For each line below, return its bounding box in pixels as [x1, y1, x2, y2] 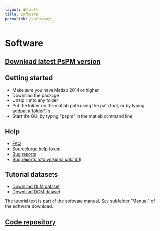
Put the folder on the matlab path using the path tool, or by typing [12, 102, 145, 108]
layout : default [5, 7, 38, 12]
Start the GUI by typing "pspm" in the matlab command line [12, 113, 133, 119]
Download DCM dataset [12, 189, 61, 195]
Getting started [5, 74, 53, 82]
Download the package [12, 92, 59, 98]
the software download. [5, 203, 53, 209]
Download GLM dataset [12, 183, 60, 190]
